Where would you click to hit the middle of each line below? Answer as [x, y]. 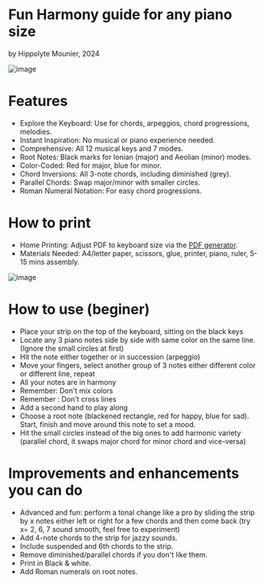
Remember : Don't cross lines [68, 398]
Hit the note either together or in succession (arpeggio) [110, 356]
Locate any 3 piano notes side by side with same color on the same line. [138, 340]
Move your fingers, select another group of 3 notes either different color [138, 365]
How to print [50, 223]
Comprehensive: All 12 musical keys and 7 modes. [102, 148]
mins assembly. [54, 262]
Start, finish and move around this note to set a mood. [108, 424]
